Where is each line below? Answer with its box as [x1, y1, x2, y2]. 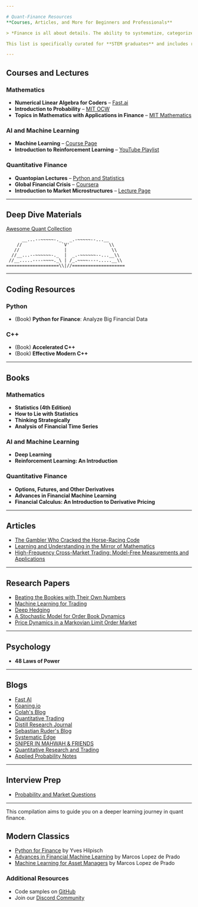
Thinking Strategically [14, 417, 71, 424]
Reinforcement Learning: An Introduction [14, 457, 118, 465]
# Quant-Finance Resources [6, 14, 72, 20]
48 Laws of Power [14, 658, 60, 665]
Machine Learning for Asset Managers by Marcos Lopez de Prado [14, 860, 175, 867]
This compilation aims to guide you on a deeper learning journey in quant [6, 808, 184, 815]
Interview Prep [6, 775, 61, 785]
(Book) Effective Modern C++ [14, 350, 88, 357]
